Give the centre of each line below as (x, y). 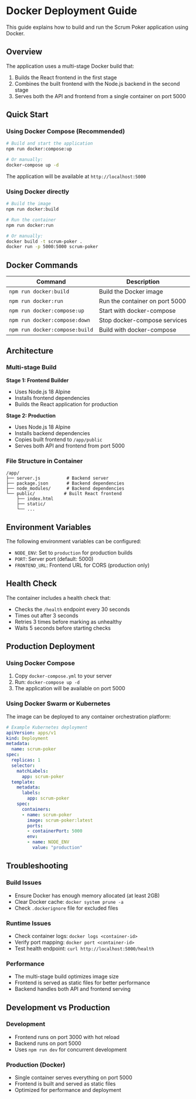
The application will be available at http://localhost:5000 (76, 176)
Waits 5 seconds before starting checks (62, 628)
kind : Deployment (27, 738)
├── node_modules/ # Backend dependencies (65, 489)
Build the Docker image (131, 292)
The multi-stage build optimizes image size (67, 977)
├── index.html (35, 499)
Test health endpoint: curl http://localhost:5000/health (84, 948)
